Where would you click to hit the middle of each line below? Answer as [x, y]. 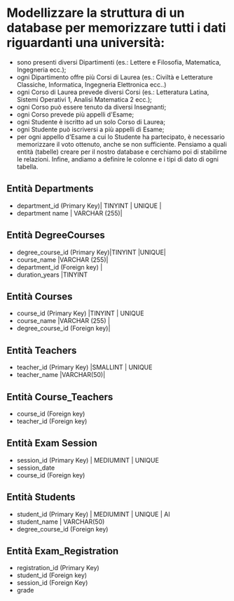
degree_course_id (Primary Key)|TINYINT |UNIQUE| [91, 252]
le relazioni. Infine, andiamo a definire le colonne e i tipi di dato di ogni [117, 159]
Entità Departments [50, 189]
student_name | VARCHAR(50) [61, 522]
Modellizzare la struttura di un [96, 13]
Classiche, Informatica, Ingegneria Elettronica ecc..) [91, 84]
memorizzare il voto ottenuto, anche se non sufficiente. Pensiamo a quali [122, 144]
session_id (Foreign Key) [52, 583]
